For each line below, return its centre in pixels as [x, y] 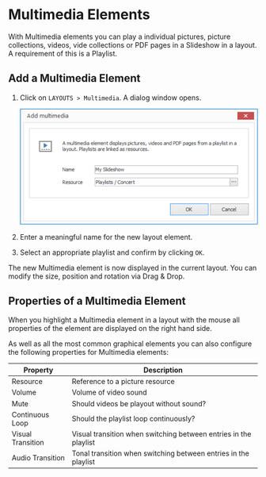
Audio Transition [38, 457]
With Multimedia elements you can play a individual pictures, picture [120, 37]
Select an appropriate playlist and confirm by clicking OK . [112, 252]
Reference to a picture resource [123, 382]
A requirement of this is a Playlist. [63, 53]
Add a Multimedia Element [74, 78]
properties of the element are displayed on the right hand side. [110, 329]
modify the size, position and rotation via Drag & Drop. [97, 276]
